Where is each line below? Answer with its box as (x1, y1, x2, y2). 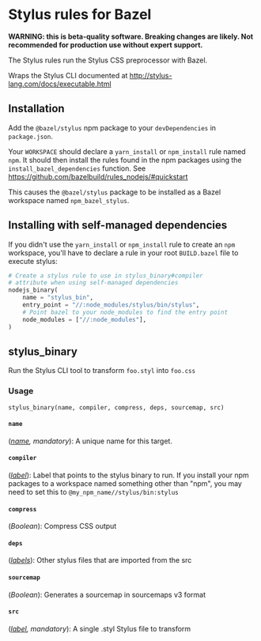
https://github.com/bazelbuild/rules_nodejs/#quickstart (8, 172, 188, 181)
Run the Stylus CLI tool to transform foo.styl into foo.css (8, 366, 196, 375)
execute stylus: (8, 256, 58, 266)
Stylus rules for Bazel (8, 6, 152, 24)
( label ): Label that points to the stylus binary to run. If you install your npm (8, 470, 249, 480)
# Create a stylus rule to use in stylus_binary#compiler (8, 271, 203, 280)
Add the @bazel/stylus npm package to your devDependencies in (8, 123, 216, 132)
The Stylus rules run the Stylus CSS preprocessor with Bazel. (8, 55, 208, 65)
